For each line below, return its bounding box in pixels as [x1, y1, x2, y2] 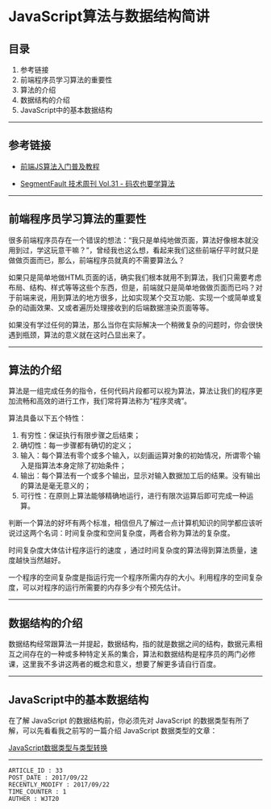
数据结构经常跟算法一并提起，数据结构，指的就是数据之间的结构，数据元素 [8, 639, 256, 649]
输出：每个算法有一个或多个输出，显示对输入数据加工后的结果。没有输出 [19, 471, 261, 481]
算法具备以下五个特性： [8, 413, 86, 423]
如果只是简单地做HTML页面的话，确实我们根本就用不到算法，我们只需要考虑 [8, 272, 262, 282]
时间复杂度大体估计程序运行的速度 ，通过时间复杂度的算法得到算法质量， [8, 545, 251, 555]
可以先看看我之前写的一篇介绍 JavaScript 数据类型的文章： [22, 726, 218, 736]
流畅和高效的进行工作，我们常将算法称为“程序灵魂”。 [15, 396, 192, 406]
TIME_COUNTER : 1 [8, 788, 67, 796]
